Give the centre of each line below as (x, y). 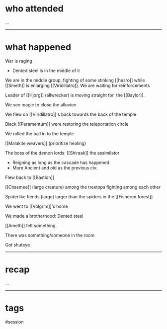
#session (14, 322)
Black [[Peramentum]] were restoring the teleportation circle (67, 124)
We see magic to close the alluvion (41, 104)
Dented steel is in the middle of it (46, 71)
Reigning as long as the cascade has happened (61, 163)
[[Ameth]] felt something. (31, 225)
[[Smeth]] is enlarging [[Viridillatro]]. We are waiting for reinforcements (78, 85)
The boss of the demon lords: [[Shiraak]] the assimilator (62, 153)
